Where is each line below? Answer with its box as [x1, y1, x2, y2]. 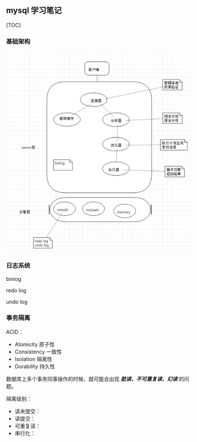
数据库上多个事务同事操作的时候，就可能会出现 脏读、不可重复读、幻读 [6, 375, 178, 382]
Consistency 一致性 [14, 348, 62, 355]
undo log [6, 298, 28, 305]
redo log [6, 287, 26, 294]
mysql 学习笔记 [6, 5, 62, 16]
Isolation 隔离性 [14, 355, 53, 363]
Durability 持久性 [14, 363, 55, 370]
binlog [6, 275, 22, 282]
